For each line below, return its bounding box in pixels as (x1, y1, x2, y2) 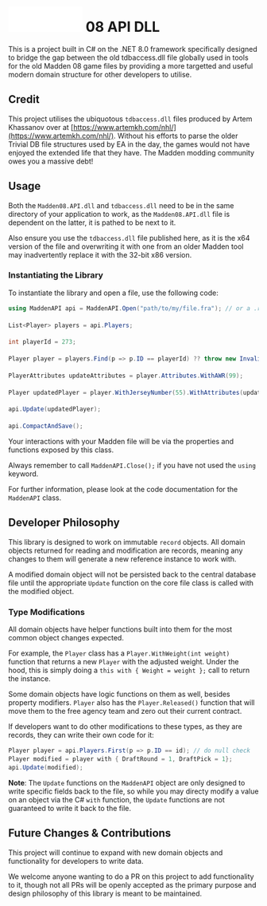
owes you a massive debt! (8, 156, 94, 166)
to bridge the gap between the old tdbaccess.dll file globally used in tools (8, 53, 249, 62)
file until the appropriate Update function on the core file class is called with (8, 577, 254, 588)
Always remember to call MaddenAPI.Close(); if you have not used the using (8, 460, 257, 470)
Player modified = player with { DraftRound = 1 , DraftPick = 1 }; (8, 754, 233, 763)
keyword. (8, 469, 39, 479)
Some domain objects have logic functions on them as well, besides (8, 689, 230, 699)
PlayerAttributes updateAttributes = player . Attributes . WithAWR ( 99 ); (8, 372, 244, 380)
